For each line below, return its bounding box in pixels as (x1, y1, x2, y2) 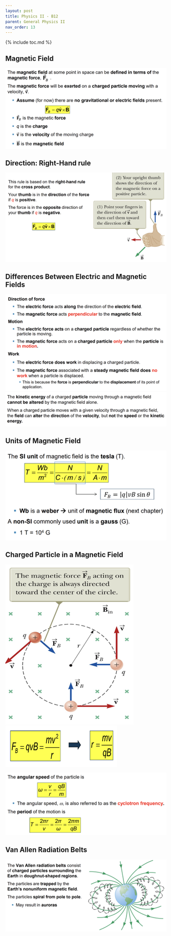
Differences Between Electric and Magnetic (5, 272, 147, 281)
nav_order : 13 (5, 25, 36, 30)
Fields (5, 280, 26, 289)
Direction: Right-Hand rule (5, 159, 91, 167)
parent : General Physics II (5, 19, 66, 24)
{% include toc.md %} (5, 39, 52, 46)
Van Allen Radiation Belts (5, 845, 88, 854)
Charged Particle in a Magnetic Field (5, 551, 123, 559)
